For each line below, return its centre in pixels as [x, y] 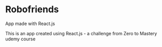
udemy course [20, 39]
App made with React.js [30, 24]
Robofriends [32, 9]
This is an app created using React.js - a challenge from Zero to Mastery [81, 33]
